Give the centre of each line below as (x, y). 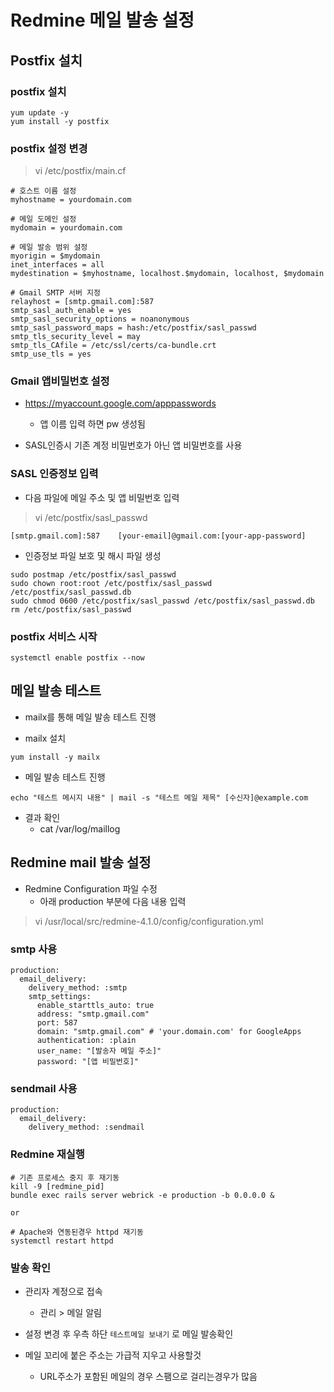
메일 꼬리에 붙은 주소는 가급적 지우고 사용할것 (113, 1355)
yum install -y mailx (55, 757)
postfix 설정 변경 (49, 148)
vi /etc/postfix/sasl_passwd (91, 517)
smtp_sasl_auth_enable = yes (71, 311)
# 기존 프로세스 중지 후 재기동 (65, 1177)
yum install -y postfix (60, 121)
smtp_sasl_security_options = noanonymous (100, 319)
